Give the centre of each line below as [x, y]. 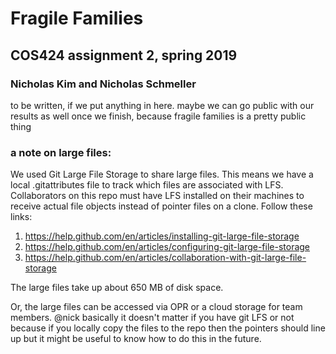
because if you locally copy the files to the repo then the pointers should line [168, 328]
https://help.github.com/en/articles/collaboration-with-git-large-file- [165, 258]
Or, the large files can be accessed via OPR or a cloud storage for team [156, 307]
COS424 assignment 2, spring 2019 [124, 55]
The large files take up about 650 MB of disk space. [117, 288]
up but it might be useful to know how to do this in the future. [136, 339]
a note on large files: [61, 152]
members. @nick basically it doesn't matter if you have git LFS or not [152, 318]
